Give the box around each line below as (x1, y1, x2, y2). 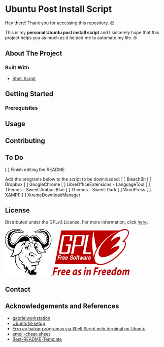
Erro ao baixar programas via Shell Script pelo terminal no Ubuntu (12, 325, 146, 332)
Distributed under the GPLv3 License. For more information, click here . (5, 219, 148, 225)
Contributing (5, 136, 45, 145)
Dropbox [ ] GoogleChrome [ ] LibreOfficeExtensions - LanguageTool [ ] (5, 181, 150, 187)
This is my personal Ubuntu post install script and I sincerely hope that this (5, 29, 159, 35)
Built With (5, 64, 30, 71)
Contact (5, 285, 31, 294)
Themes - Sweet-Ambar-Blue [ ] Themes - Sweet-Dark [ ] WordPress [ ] (5, 186, 151, 192)
